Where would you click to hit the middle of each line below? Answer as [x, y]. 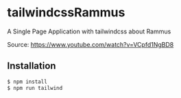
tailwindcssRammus [66, 13]
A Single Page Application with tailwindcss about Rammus [89, 31]
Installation [32, 66]
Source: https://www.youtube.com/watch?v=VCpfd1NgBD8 [90, 44]
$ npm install [27, 82]
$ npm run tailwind [35, 88]
